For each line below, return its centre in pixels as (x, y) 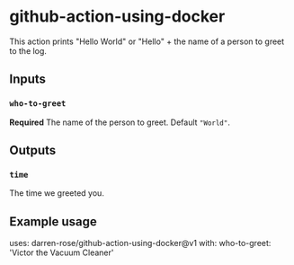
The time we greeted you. (57, 193)
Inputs (28, 79)
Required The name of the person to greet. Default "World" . (120, 122)
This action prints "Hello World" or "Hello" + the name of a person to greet (147, 41)
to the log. (28, 50)
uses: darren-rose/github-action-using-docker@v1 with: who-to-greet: (140, 243)
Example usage (53, 221)
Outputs (33, 150)
